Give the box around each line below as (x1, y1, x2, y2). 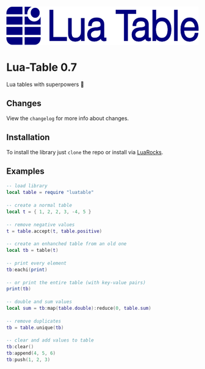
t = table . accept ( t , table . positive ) (6, 228, 103, 234)
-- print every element (6, 260, 67, 266)
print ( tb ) (6, 286, 32, 292)
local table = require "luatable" (6, 190, 95, 196)
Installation (6, 132, 50, 143)
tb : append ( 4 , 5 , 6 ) (6, 350, 56, 357)
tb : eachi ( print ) (6, 267, 48, 273)
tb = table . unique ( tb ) (6, 324, 64, 331)
